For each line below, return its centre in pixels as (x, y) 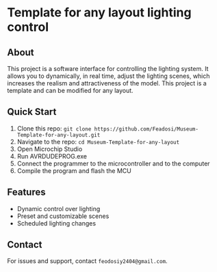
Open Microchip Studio (50, 149)
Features (26, 192)
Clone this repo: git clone (54, 128)
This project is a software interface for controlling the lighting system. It (108, 69)
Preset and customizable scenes (63, 216)
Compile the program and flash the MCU (74, 171)
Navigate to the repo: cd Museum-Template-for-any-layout (98, 141)
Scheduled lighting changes (56, 223)
